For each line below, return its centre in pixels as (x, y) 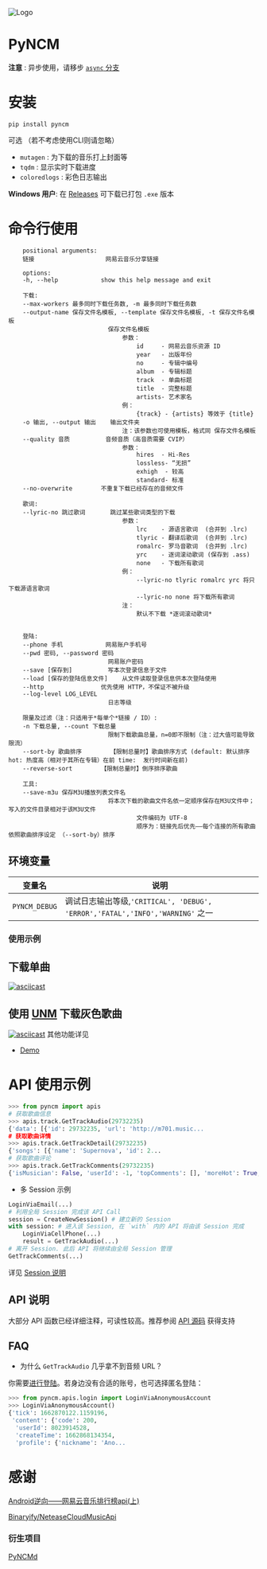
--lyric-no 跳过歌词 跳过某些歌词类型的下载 (99, 512)
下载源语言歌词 (29, 588)
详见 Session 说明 (37, 1272)
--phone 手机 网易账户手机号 (85, 645)
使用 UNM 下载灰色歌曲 (65, 1014)
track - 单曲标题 (164, 380)
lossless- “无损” (164, 463)
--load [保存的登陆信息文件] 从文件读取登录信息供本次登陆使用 (120, 678)
